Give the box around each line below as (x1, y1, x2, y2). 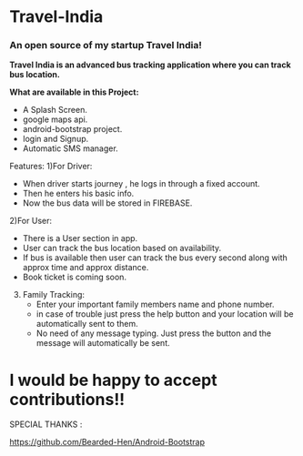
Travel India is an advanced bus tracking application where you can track (9, 59, 291, 70)
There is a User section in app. (22, 233, 138, 244)
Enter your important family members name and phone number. (35, 299, 275, 310)
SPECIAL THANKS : (9, 419, 83, 430)
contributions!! (9, 389, 126, 410)
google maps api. (22, 114, 88, 125)
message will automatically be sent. (35, 338, 170, 349)
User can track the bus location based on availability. (22, 243, 222, 254)
